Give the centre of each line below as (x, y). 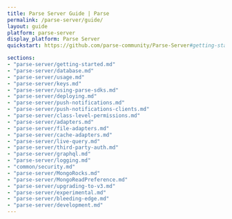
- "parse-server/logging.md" (49, 160)
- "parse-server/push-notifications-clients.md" (78, 109)
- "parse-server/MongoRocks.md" (54, 173)
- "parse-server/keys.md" (44, 83)
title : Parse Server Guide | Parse (58, 13)
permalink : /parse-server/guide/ (55, 20)
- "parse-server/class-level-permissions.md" (74, 116)
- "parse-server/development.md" (55, 205)
